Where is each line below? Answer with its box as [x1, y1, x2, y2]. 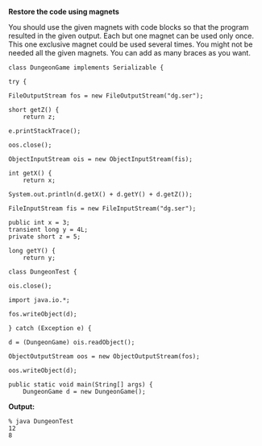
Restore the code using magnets [8, 7, 119, 16]
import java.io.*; [8, 296, 70, 304]
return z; [23, 113, 56, 121]
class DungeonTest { [8, 268, 78, 276]
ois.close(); [8, 282, 52, 290]
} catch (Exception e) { [8, 324, 92, 332]
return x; [23, 176, 56, 184]
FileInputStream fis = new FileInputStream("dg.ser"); [8, 204, 197, 213]
